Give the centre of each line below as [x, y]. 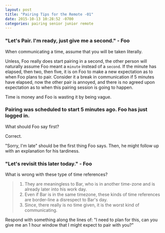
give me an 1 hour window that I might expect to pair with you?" [69, 225]
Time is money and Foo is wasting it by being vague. [58, 97]
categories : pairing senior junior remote [49, 23]
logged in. [17, 116]
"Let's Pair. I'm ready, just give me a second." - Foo [67, 41]
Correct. [14, 136]
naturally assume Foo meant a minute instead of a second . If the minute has [81, 66]
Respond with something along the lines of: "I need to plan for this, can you [82, 220]
